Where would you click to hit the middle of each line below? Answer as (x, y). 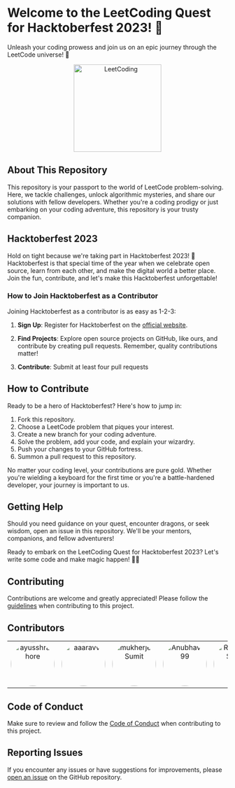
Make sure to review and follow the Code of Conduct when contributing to (114, 723)
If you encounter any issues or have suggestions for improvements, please (115, 769)
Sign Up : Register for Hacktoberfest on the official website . (102, 325)
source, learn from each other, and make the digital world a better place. (112, 270)
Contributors (36, 628)
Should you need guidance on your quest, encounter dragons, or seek (108, 523)
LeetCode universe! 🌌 (38, 55)
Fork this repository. (46, 419)
